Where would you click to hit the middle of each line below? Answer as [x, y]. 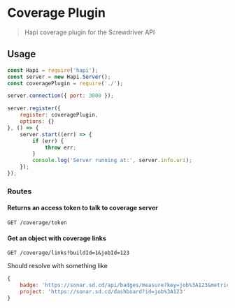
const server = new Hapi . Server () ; [59, 77]
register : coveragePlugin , [59, 115]
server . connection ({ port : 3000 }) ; [60, 96]
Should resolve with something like [58, 266]
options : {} [37, 122]
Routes [20, 191]
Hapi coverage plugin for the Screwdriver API [90, 32]
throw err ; [60, 147]
